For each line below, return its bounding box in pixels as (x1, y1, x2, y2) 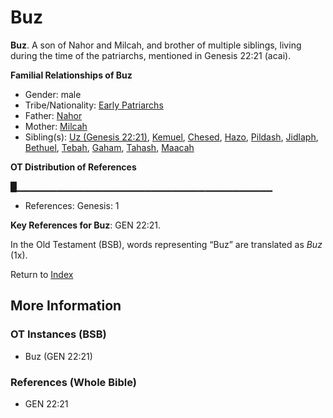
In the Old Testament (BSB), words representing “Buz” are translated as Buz (10, 238, 323, 250)
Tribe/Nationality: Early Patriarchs (24, 99, 164, 111)
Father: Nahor (24, 109, 83, 121)
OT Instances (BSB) (10, 327, 107, 341)
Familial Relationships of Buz (10, 69, 133, 81)
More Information (10, 297, 122, 315)
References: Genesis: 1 (24, 199, 120, 211)
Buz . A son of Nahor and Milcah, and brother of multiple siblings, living (10, 39, 302, 51)
